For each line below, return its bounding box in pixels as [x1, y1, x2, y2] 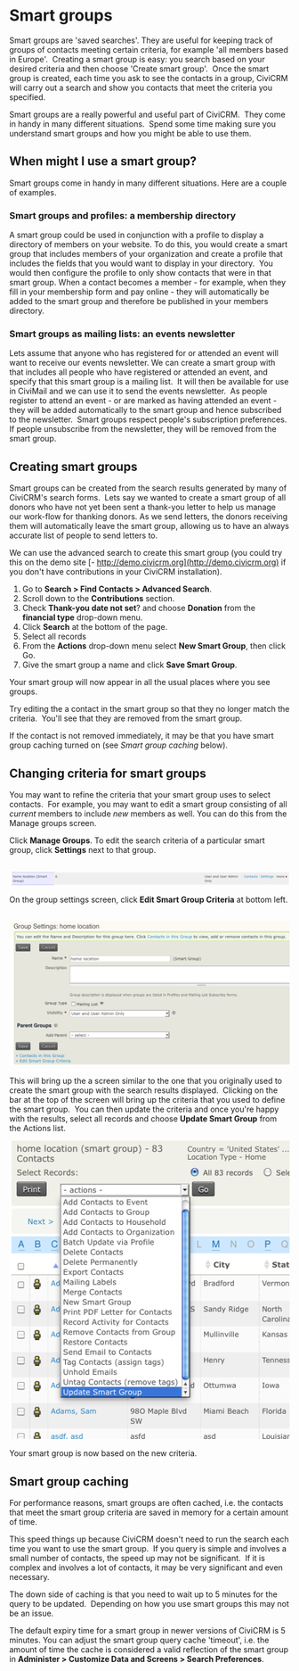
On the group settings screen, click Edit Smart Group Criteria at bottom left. [9, 894, 288, 905]
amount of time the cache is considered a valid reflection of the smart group [9, 1644, 289, 1655]
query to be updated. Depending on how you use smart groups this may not [9, 1599, 289, 1609]
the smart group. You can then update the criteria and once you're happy [9, 1104, 279, 1115]
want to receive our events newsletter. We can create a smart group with [9, 358, 276, 368]
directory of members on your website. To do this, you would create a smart [9, 239, 288, 250]
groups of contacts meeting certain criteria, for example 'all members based [9, 44, 289, 54]
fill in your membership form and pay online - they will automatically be [9, 286, 270, 297]
